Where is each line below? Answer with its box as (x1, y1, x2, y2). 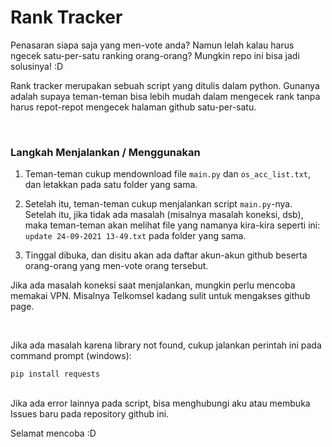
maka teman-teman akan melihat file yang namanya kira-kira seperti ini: (24, 219, 321, 231)
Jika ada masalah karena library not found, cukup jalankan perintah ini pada (10, 339, 322, 351)
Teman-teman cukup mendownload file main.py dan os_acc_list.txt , (24, 168, 312, 180)
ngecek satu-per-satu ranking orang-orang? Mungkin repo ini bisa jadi (10, 49, 300, 61)
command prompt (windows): (10, 350, 132, 362)
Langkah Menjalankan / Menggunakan (10, 145, 201, 159)
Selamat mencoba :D (10, 427, 97, 440)
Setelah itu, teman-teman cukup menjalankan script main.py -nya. (24, 198, 293, 210)
